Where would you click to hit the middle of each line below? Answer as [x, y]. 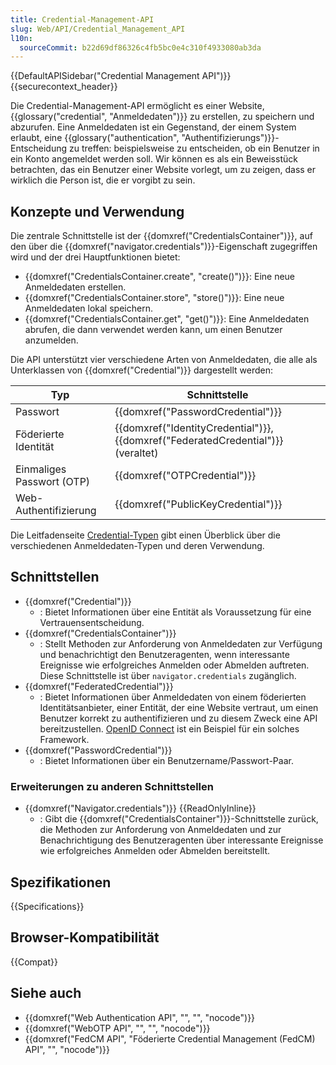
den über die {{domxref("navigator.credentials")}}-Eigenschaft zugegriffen [164, 247]
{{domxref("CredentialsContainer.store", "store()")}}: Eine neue [154, 298]
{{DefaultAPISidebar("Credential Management [105, 76]
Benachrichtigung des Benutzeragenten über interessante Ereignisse [181, 840]
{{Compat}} [34, 962]
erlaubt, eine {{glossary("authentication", [95, 138]
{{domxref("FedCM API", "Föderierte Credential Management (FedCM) [170, 1038]
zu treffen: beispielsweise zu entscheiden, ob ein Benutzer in [194, 148]
